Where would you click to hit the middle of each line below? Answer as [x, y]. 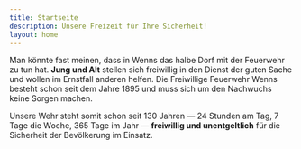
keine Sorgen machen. [51, 98]
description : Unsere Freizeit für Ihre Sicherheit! [108, 26]
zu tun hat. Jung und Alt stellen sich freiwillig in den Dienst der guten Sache [151, 70]
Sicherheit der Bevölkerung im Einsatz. [81, 135]
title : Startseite [44, 18]
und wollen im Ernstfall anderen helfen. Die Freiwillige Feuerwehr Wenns [143, 79]
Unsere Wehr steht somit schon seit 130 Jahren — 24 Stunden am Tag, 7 [144, 116]
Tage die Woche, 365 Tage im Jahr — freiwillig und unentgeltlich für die [145, 126]
